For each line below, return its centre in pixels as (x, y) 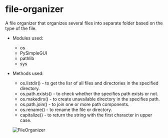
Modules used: (28, 38)
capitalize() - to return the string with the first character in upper (86, 115)
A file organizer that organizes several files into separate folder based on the (84, 23)
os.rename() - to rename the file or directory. (66, 109)
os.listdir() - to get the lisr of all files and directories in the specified (89, 83)
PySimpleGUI (33, 53)
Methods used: (28, 73)
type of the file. (21, 28)
